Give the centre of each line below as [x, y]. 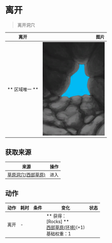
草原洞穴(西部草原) [26, 175]
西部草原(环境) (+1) [66, 227]
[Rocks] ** [58, 221]
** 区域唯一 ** [23, 89]
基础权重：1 [59, 234]
